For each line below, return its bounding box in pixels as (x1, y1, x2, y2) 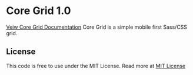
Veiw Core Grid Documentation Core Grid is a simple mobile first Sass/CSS (6, 23, 187, 30)
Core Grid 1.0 (6, 4, 71, 18)
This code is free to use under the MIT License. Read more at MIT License (6, 62, 186, 69)
